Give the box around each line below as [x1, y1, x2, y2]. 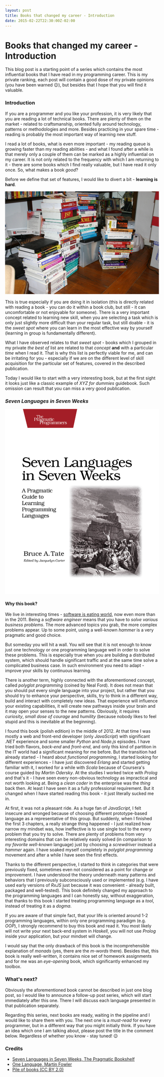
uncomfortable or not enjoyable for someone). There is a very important [5, 309, 150, 315]
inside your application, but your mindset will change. [5, 933, 113, 939]
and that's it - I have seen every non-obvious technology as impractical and [5, 775, 157, 781]
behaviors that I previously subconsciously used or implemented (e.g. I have [5, 877, 159, 883]
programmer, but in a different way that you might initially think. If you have [5, 1022, 156, 1028]
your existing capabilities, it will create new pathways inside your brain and [5, 703, 156, 709]
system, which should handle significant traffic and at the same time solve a [5, 657, 158, 663]
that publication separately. [5, 1003, 60, 1009]
